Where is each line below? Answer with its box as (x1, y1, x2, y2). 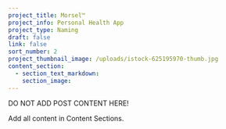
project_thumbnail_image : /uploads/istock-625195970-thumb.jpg (8, 56, 219, 63)
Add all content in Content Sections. (8, 113, 124, 123)
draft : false (8, 33, 51, 41)
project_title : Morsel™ (8, 11, 86, 20)
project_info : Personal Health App (8, 19, 124, 27)
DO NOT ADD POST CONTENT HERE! (8, 99, 129, 108)
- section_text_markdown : (15, 70, 100, 77)
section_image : (22, 77, 72, 84)
